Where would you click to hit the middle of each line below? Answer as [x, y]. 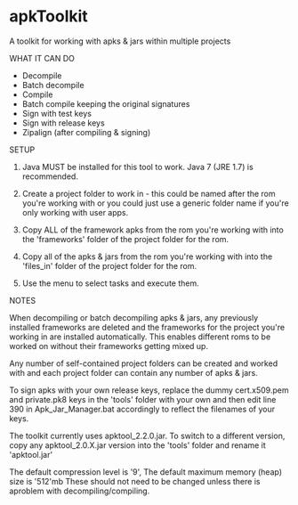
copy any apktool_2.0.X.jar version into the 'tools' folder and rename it [138, 445]
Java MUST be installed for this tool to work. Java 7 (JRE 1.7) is [137, 167]
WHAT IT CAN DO [42, 58]
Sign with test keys [56, 113]
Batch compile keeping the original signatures [106, 103]
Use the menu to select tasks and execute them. [110, 283]
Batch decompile [53, 85]
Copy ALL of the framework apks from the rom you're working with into [153, 230]
